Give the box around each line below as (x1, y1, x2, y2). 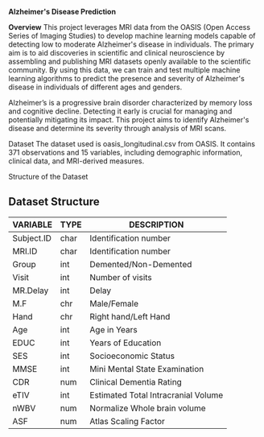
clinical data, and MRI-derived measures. (8, 156, 145, 166)
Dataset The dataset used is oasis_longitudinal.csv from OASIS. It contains (8, 139, 256, 148)
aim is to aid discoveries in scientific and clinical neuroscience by (8, 48, 225, 57)
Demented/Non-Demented (89, 258, 192, 270)
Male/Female (89, 298, 139, 309)
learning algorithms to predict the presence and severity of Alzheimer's (8, 74, 245, 83)
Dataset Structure (8, 195, 101, 208)
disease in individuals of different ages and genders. (8, 82, 183, 92)
